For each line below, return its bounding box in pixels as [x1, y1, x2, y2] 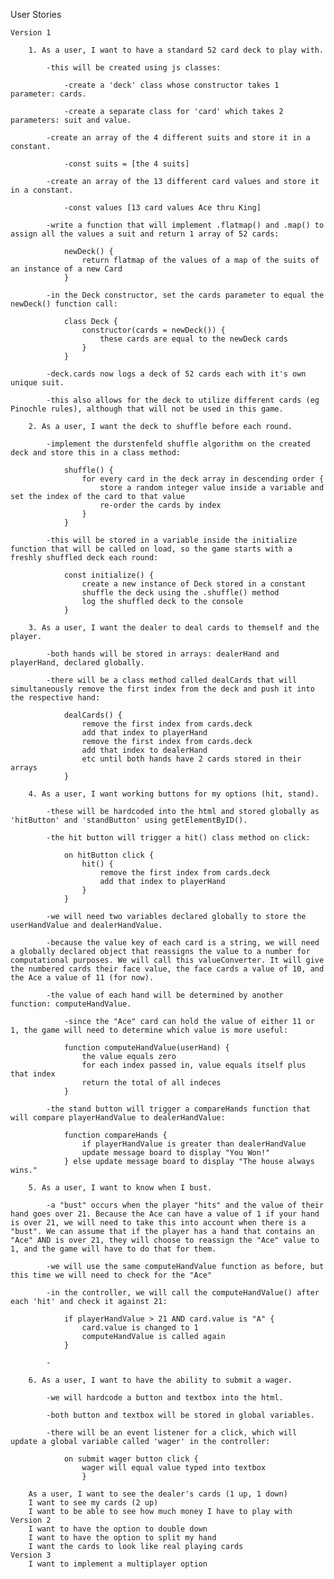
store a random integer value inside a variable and [99, 483, 325, 493]
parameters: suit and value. [10, 115, 132, 125]
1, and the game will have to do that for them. [10, 1244, 217, 1254]
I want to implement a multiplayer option [28, 1559, 208, 1569]
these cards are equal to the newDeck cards [99, 334, 288, 344]
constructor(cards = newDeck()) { [81, 325, 226, 335]
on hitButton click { [63, 850, 155, 860]
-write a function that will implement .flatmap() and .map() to [46, 220, 325, 230]
